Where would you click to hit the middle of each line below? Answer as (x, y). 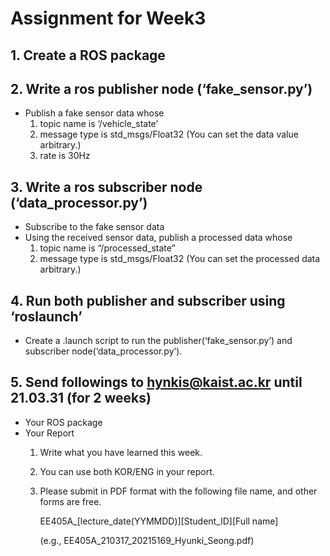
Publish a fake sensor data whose (94, 113)
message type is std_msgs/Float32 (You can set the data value (169, 134)
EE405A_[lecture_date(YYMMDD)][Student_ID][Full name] (159, 521)
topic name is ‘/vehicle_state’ (99, 124)
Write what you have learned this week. (121, 452)
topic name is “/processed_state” (107, 248)
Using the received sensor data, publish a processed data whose (158, 238)
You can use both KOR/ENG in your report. (127, 471)
